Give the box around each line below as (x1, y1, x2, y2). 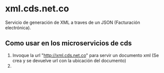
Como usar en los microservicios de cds (5, 39, 132, 48)
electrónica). (5, 24, 31, 30)
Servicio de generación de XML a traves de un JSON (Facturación (5, 19, 140, 25)
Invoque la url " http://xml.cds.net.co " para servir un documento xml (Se (12, 52, 159, 58)
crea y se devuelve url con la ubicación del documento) (12, 58, 127, 64)
